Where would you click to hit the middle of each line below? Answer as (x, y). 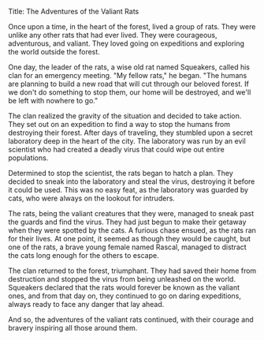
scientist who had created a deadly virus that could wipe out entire (116, 149)
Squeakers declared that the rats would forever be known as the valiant (124, 288)
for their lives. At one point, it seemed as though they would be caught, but (129, 239)
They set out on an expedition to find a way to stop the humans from (119, 124)
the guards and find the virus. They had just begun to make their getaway (127, 222)
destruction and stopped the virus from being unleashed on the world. (122, 279)
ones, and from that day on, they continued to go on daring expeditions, (125, 296)
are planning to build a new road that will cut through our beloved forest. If (129, 84)
